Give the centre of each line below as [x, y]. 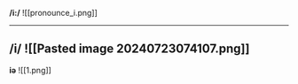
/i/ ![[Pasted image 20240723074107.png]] [129, 49]
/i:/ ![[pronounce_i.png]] [53, 13]
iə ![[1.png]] [30, 70]
